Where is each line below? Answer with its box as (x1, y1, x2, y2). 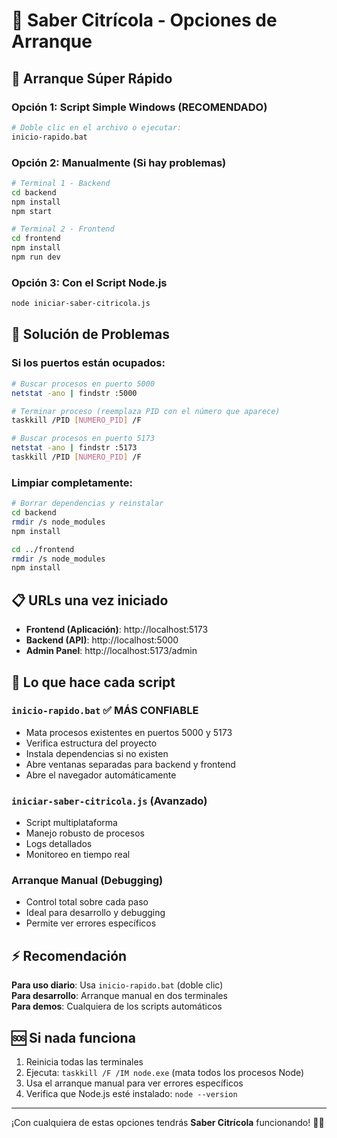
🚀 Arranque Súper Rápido (11, 70, 173, 87)
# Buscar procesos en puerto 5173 (11, 434, 156, 444)
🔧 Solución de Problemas (11, 326, 170, 343)
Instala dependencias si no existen (25, 747, 169, 759)
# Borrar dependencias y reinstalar (11, 499, 164, 509)
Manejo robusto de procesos (25, 827, 145, 839)
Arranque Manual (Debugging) (11, 874, 164, 888)
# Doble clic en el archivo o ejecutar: (11, 122, 183, 133)
